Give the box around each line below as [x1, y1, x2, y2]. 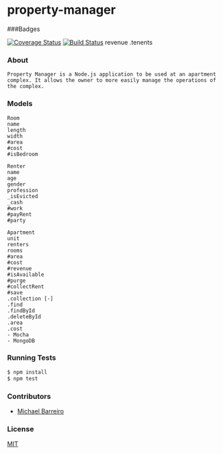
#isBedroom [7, 151, 38, 158]
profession [7, 186, 38, 194]
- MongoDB [7, 337, 36, 344]
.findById [7, 307, 36, 314]
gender [7, 181, 26, 188]
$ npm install [7, 369, 48, 376]
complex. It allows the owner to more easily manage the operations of [7, 77, 216, 84]
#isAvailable [7, 271, 45, 278]
